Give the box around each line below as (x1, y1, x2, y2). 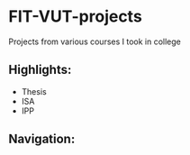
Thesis (21, 86, 47, 96)
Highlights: (8, 62, 72, 77)
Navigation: (8, 132, 76, 147)
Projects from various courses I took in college (8, 36, 182, 47)
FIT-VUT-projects (8, 6, 143, 27)
